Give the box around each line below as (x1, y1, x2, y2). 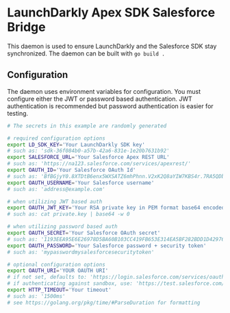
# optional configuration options (7, 261, 106, 268)
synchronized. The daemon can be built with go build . (7, 49, 166, 58)
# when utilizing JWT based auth (7, 198, 103, 205)
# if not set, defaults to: (7, 274, 88, 281)
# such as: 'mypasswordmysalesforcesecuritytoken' (7, 249, 155, 255)
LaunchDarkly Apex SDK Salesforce (7, 5, 216, 21)
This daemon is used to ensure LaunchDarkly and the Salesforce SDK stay (7, 42, 217, 50)
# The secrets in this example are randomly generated (7, 122, 167, 129)
